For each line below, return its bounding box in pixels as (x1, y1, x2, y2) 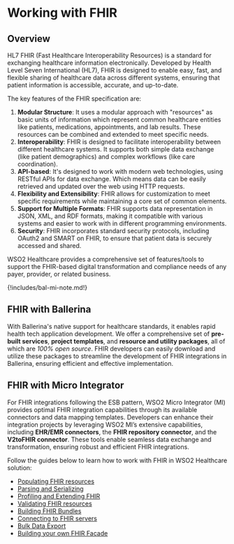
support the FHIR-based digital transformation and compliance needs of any (7, 263, 227, 270)
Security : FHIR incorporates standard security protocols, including (17, 227, 210, 235)
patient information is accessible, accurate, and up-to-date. (7, 81, 179, 89)
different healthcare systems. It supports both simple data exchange (17, 145, 214, 153)
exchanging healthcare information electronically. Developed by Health (7, 59, 212, 67)
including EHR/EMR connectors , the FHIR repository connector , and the (7, 427, 217, 436)
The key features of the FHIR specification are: (7, 94, 142, 103)
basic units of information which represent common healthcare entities (17, 115, 221, 124)
